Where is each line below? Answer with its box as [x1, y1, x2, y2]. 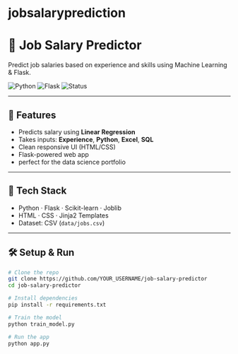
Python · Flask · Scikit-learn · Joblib [18, 203, 122, 212]
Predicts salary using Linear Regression [18, 127, 136, 136]
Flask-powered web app [18, 150, 89, 158]
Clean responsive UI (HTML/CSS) [18, 143, 116, 151]
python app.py [8, 340, 50, 347]
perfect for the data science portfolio [18, 158, 126, 166]
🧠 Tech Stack [8, 185, 67, 197]
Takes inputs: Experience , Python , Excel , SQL [18, 135, 154, 143]
